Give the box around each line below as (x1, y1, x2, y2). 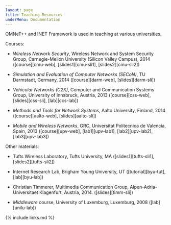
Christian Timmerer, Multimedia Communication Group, (12, 184, 129, 190)
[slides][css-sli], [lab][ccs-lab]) (12, 97, 79, 104)
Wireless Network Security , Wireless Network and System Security (12, 51, 154, 57)
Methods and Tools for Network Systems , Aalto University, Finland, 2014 (12, 108, 166, 114)
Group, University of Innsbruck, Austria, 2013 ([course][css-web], (12, 92, 151, 98)
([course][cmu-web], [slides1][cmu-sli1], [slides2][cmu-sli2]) (12, 62, 140, 68)
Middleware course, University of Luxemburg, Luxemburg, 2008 (12, 199, 148, 206)
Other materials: (5, 143, 39, 149)
